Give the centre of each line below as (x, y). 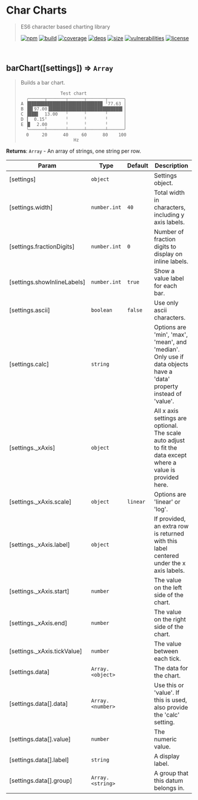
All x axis (166, 411)
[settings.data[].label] (39, 760)
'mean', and (170, 342)
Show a (164, 271)
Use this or (169, 685)
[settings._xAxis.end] (38, 623)
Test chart (74, 93)
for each (166, 286)
